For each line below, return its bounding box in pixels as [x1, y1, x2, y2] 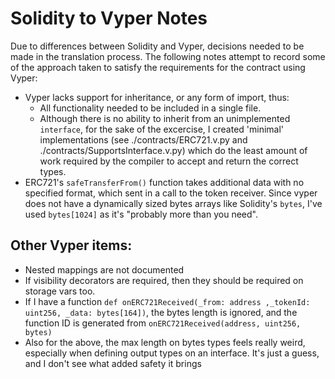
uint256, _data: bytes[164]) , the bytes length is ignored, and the [24, 306, 298, 318]
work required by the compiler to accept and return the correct [39, 155, 299, 167]
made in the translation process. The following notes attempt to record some [10, 50, 326, 62]
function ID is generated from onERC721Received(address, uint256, [24, 317, 302, 329]
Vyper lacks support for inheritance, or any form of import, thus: [24, 91, 290, 103]
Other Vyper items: [10, 237, 133, 254]
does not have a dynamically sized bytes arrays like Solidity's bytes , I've [24, 197, 323, 209]
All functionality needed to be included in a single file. [39, 102, 262, 114]
